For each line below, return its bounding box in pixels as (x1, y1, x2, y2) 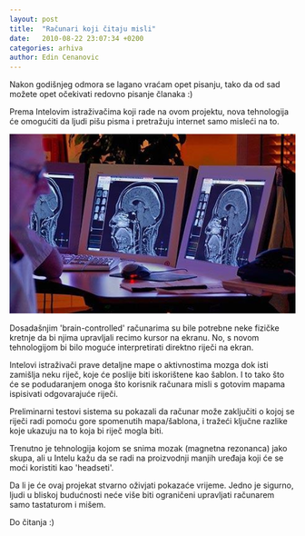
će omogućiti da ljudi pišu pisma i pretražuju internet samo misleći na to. (9, 116, 280, 127)
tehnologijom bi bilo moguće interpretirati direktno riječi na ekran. (9, 342, 254, 352)
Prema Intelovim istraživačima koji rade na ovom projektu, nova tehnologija (9, 106, 289, 117)
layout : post (9, 15, 59, 24)
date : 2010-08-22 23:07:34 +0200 (9, 34, 144, 43)
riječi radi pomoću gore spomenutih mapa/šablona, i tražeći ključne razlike (9, 415, 288, 426)
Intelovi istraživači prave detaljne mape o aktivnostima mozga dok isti (9, 359, 269, 370)
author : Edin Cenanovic (9, 53, 100, 63)
